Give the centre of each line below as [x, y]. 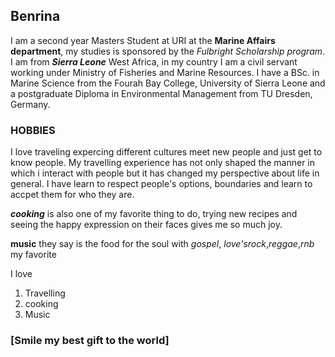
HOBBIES [33, 130]
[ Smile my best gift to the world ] [90, 341]
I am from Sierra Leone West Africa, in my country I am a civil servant [154, 61]
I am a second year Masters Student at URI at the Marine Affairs [143, 40]
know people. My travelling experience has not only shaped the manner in [163, 163]
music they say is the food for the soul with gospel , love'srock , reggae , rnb [162, 244]
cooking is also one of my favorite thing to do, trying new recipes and [154, 214]
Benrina [35, 16]
